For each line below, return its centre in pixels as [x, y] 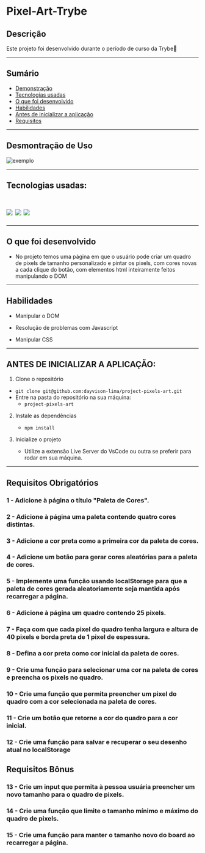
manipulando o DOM [41, 276]
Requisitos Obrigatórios [52, 482]
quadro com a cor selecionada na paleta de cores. [82, 702]
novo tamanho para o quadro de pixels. [65, 795]
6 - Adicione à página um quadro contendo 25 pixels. [86, 613]
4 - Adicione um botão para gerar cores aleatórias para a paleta [102, 557]
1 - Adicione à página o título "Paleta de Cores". [78, 500]
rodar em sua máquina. [53, 458]
